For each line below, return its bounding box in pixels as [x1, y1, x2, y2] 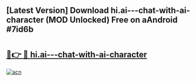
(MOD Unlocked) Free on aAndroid [45, 15, 178, 25]
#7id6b [6, 24, 34, 34]
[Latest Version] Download [6, 5, 109, 16]
